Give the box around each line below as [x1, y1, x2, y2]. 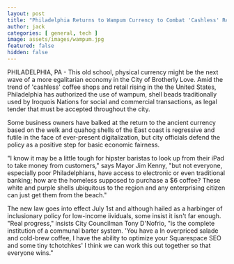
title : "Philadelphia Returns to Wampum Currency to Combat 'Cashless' [7, 17, 219, 24]
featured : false [7, 42, 54, 49]
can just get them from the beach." [7, 190, 107, 199]
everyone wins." [7, 248, 54, 257]
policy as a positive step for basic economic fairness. [7, 140, 160, 149]
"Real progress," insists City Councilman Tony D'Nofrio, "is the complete [7, 219, 215, 227]
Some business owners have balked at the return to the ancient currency [7, 118, 216, 126]
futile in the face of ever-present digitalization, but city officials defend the [7, 133, 221, 141]
